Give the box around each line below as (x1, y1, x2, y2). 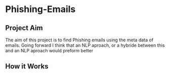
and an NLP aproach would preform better (5, 48, 94, 53)
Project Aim (5, 24, 43, 32)
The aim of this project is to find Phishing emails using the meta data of (5, 37, 153, 43)
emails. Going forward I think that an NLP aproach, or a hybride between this (5, 42, 165, 48)
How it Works (5, 62, 49, 71)
